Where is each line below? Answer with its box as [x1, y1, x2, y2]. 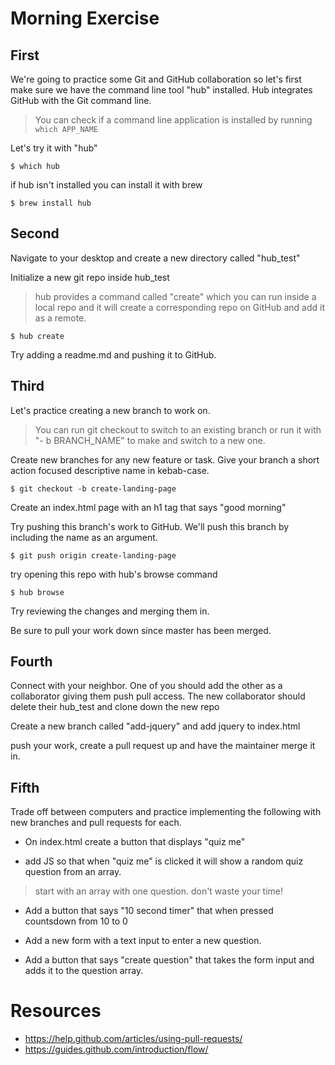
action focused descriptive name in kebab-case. [10, 464, 210, 476]
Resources [10, 1000, 102, 1022]
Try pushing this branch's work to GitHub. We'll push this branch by [10, 520, 290, 532]
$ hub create [10, 331, 65, 341]
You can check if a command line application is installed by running [34, 114, 313, 126]
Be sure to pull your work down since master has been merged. [10, 624, 272, 636]
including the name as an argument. [10, 531, 158, 543]
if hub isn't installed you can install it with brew [10, 179, 203, 191]
